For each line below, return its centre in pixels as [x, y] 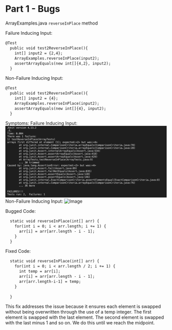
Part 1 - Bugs [33, 9]
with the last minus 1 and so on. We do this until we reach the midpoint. [80, 323]
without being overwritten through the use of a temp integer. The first [79, 312]
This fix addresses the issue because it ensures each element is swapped [83, 306]
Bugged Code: [20, 211]
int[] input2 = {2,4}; [39, 53]
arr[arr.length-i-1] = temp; [50, 282]
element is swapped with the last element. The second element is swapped [85, 317]
